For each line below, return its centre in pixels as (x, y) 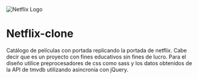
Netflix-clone (40, 34)
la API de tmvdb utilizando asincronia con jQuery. (67, 69)
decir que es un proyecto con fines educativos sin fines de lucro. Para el (96, 57)
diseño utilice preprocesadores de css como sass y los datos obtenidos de (99, 63)
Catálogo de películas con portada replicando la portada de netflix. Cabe (97, 50)
